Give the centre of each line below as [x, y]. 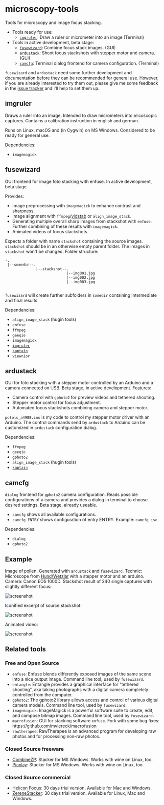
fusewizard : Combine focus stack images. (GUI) [68, 47]
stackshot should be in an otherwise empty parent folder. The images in [78, 246]
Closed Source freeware [35, 749]
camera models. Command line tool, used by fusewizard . [70, 705]
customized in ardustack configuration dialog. [51, 428]
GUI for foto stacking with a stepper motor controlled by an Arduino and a [79, 383]
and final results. [22, 300]
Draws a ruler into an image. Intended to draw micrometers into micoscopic [81, 115]
